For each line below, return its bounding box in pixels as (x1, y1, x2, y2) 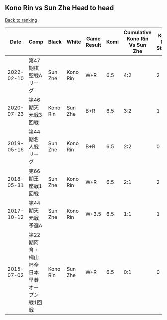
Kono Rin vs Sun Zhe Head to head (5, 4, 114, 12)
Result (85, 41, 102, 48)
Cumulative (123, 29, 152, 36)
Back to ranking (5, 17, 37, 23)
